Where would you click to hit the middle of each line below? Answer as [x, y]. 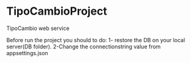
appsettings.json [27, 53]
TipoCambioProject [57, 11]
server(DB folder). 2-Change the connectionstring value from [84, 46]
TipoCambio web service [38, 28]
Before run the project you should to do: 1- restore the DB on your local [96, 40]
